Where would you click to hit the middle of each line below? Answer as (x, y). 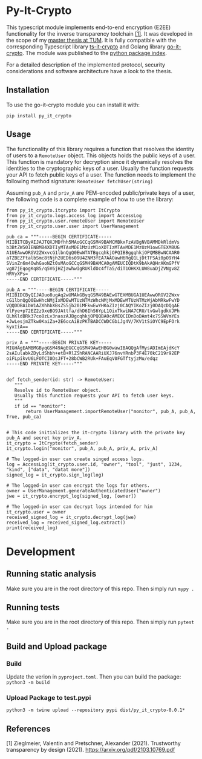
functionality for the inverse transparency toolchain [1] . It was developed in (99, 33)
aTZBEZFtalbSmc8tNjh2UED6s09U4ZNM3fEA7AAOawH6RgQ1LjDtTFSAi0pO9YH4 (93, 258)
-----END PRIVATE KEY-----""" (44, 363)
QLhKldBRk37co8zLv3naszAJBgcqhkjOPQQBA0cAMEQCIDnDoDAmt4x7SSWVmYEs (93, 316)
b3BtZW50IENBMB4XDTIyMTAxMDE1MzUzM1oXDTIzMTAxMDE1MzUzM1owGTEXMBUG (93, 247)
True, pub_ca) (24, 417)
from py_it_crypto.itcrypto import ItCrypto (63, 210)
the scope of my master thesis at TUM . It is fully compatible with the (91, 40)
